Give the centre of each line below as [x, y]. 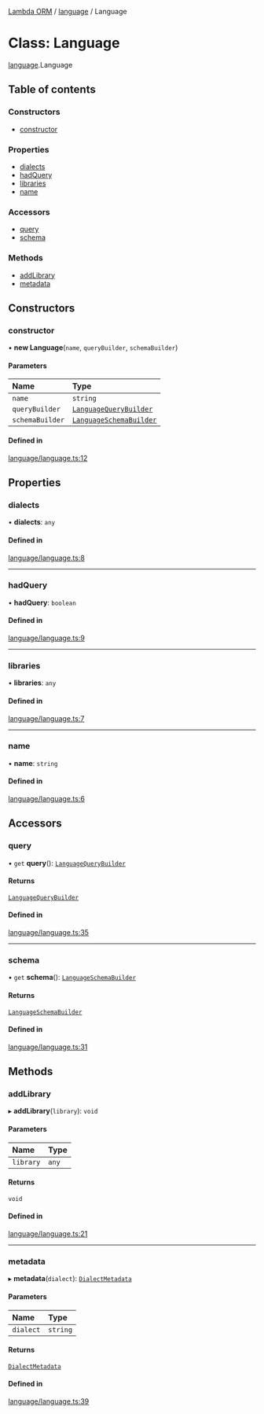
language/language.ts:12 [48, 458]
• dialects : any [32, 522]
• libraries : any [32, 683]
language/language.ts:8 [46, 558]
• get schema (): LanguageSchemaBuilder [72, 978]
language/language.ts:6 [46, 799]
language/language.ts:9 [46, 638]
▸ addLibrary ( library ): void [53, 1111]
